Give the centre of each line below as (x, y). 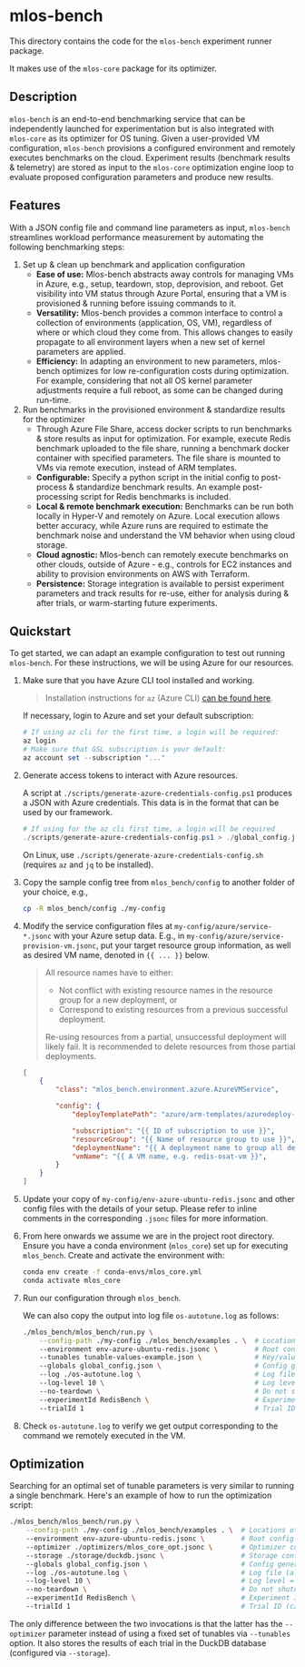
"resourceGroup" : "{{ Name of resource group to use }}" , (183, 1139)
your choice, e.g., (55, 892)
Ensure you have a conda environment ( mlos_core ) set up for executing (155, 1246)
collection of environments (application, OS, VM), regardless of (154, 322)
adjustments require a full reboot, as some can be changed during (160, 390)
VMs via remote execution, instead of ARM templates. (137, 467)
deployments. (71, 1056)
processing (57, 496)
